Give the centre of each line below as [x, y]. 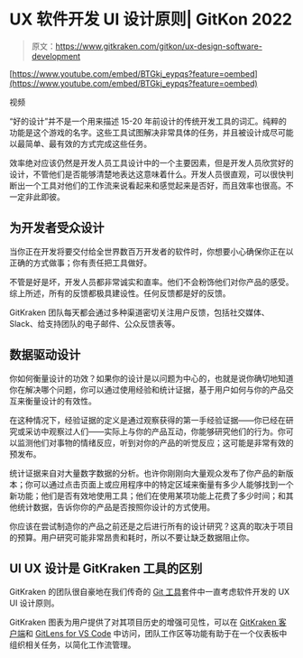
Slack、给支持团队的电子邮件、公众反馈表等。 [95, 323]
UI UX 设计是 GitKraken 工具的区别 [106, 568]
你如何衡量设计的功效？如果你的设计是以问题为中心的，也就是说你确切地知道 [151, 378]
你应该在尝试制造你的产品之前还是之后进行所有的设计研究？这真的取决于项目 [151, 526]
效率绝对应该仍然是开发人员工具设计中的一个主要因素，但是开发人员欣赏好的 [151, 162]
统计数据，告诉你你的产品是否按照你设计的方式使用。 [115, 506]
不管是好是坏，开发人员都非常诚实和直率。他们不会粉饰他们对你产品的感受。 [151, 282]
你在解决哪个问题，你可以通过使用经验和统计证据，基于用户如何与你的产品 [147, 389]
